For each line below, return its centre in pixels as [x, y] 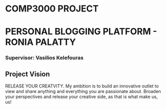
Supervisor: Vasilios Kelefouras [44, 58]
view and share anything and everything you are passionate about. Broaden [83, 91]
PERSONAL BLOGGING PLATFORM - [81, 32]
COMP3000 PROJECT [52, 9]
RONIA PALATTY [40, 42]
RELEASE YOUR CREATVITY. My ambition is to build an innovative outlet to [82, 86]
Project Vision [27, 74]
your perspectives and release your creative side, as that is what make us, [81, 97]
